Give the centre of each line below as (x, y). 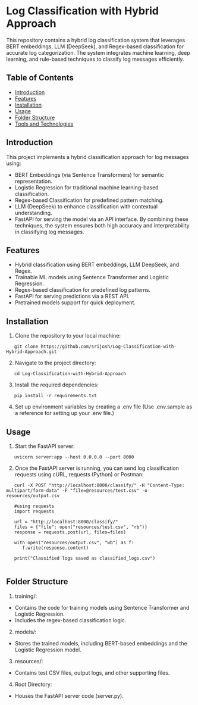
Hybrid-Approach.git (32, 352)
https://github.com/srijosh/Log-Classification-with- (109, 347)
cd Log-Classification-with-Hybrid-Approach (70, 374)
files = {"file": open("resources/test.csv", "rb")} (81, 527)
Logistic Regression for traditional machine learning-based (87, 187)
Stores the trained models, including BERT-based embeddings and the (101, 643)
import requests (34, 511)
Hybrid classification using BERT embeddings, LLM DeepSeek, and (97, 265)
